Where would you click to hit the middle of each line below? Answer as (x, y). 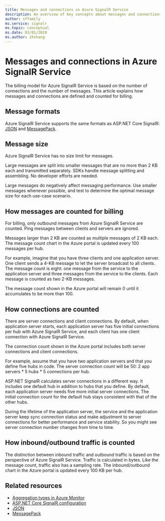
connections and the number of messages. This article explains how (74, 91)
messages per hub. (25, 249)
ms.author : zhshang (25, 37)
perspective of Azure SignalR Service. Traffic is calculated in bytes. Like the (82, 460)
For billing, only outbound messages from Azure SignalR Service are (74, 223)
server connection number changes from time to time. (60, 427)
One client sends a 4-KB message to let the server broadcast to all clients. (80, 263)
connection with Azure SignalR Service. (45, 337)
